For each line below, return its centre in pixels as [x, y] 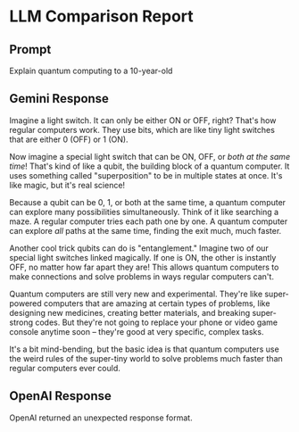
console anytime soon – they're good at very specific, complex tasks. [137, 331]
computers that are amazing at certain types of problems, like [157, 303]
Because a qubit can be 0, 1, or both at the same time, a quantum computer [148, 202]
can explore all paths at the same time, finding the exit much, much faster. [145, 230]
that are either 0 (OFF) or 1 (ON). [69, 139]
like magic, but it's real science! [67, 185]
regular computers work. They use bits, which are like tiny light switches [142, 129]
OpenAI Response [60, 396]
